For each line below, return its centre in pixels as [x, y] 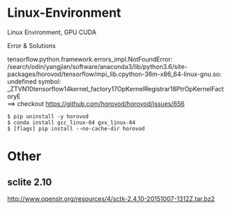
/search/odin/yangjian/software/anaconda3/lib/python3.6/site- [97, 66]
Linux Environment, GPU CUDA [52, 32]
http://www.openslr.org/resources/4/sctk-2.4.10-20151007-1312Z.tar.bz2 [111, 198]
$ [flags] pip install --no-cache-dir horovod [76, 128]
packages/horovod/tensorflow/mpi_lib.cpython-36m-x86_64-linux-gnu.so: [114, 74]
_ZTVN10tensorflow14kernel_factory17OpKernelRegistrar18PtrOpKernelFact [116, 89]
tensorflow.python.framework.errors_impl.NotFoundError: [90, 59]
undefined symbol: [34, 81]
